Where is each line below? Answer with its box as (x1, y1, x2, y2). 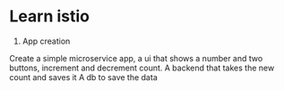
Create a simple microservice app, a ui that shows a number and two (9, 53, 263, 63)
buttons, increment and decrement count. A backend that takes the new (9, 62, 275, 73)
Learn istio (9, 6, 90, 27)
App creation (22, 36, 71, 46)
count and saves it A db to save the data (9, 71, 159, 82)
